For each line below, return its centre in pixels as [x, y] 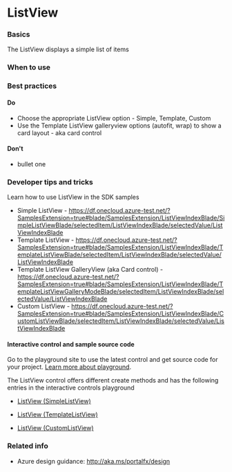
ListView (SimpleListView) [54, 401]
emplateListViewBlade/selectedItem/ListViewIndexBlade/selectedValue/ [119, 255]
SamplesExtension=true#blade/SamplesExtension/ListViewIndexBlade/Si [121, 218]
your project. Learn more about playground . [69, 367]
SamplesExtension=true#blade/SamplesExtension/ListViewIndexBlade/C [120, 314]
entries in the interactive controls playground [71, 388]
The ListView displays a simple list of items [68, 49]
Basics [19, 35]
